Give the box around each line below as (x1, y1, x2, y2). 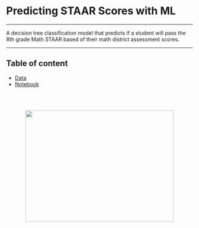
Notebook (14, 80, 40, 87)
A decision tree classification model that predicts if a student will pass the (6, 29, 186, 36)
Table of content (6, 58, 68, 69)
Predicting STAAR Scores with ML (6, 4, 176, 18)
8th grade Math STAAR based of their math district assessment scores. (6, 36, 179, 43)
